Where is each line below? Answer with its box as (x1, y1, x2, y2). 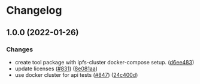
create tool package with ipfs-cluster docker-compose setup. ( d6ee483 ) (14, 58, 195, 66)
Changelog (6, 4, 62, 17)
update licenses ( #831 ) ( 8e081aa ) (14, 65, 98, 72)
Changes (6, 45, 34, 54)
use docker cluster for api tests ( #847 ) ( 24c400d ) (14, 71, 138, 78)
